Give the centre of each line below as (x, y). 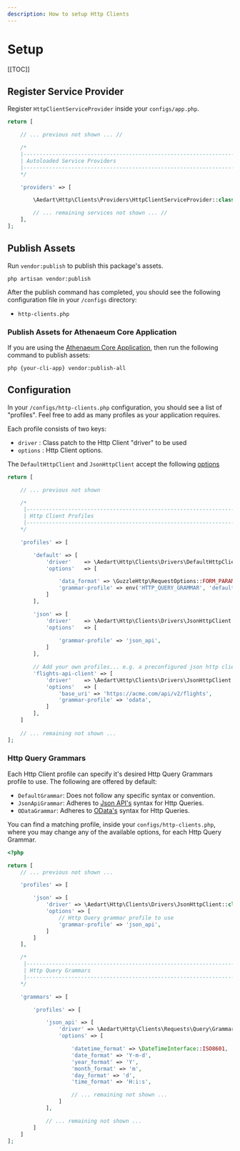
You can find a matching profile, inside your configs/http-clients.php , (111, 824)
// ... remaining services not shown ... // (100, 213)
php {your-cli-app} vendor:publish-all (67, 368)
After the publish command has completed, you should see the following (114, 292)
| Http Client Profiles (59, 516)
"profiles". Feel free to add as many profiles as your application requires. (114, 414)
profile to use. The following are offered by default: (82, 781)
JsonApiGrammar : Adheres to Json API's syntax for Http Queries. (111, 803)
